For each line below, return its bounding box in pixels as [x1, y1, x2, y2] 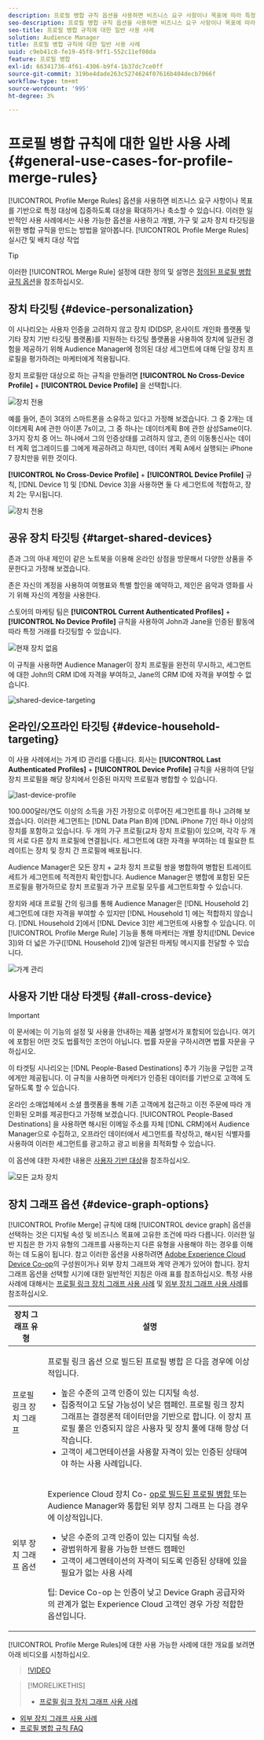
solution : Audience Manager [8, 33, 101, 42]
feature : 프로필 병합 [8, 56, 71, 64]
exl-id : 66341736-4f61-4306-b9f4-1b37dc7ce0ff [8, 63, 163, 71]
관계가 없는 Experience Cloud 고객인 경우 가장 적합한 [57, 1599, 244, 1610]
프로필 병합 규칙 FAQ [19, 1723, 84, 1733]
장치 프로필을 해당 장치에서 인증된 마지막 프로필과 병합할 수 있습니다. [8, 774, 218, 784]
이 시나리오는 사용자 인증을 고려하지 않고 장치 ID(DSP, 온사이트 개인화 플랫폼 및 [8, 325, 251, 334]
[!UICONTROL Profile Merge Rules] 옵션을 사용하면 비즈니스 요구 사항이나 [8, 196, 239, 205]
